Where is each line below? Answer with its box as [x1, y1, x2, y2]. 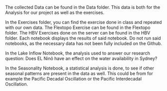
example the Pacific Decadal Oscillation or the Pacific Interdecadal [5, 76, 142, 81]
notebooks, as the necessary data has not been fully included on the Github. [5, 40, 162, 46]
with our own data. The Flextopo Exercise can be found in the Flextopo [5, 24, 151, 30]
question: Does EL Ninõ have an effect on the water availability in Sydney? [5, 55, 158, 61]
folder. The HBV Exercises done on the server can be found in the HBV [5, 30, 151, 35]
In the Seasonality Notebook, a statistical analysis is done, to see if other [5, 65, 155, 71]
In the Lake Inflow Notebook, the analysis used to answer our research [5, 50, 151, 56]
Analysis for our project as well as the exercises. [5, 9, 105, 15]
